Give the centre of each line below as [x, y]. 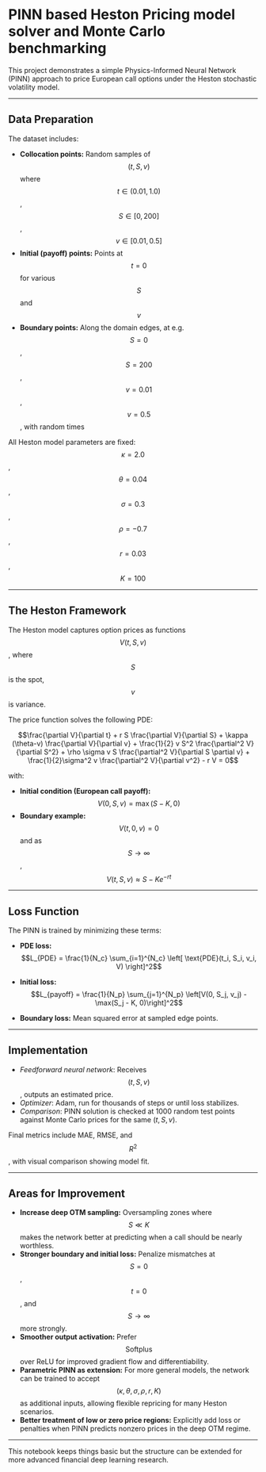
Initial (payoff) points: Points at [71, 253]
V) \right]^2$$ [139, 967]
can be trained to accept [60, 1378]
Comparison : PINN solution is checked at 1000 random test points [127, 1111]
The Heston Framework [67, 611]
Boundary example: [53, 815]
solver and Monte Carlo [87, 31]
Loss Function [44, 911]
